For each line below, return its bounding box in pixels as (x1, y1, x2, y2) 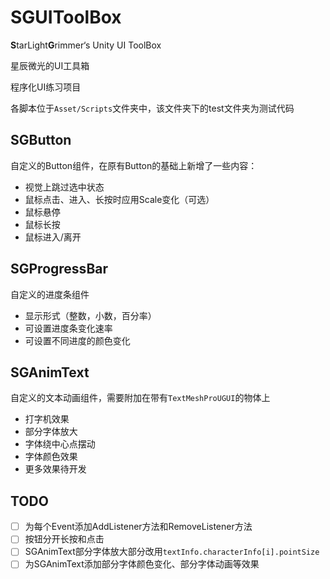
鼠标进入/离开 (24, 231, 82, 243)
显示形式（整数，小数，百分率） (24, 309, 157, 321)
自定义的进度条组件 (10, 288, 90, 300)
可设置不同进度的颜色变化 (24, 334, 131, 346)
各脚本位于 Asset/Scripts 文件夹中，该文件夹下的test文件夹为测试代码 (10, 102, 295, 114)
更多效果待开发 (24, 463, 87, 475)
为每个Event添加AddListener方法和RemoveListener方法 (24, 521, 253, 533)
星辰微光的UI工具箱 (10, 59, 90, 71)
